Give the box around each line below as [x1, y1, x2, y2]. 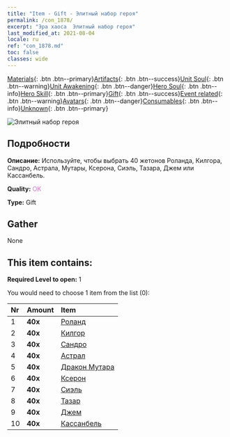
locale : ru [7, 36, 39, 43]
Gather [7, 218, 38, 230]
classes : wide [7, 56, 49, 63]
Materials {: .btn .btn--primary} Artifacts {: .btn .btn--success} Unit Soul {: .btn [7, 74, 224, 83]
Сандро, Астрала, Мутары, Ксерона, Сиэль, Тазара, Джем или [7, 164, 194, 172]
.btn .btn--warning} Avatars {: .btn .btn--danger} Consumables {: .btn [7, 97, 200, 105]
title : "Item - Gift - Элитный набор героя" [7, 10, 139, 17]
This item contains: [7, 257, 93, 269]
